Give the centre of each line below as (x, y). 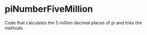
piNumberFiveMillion (49, 9)
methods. (14, 28)
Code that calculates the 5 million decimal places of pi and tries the (73, 23)
